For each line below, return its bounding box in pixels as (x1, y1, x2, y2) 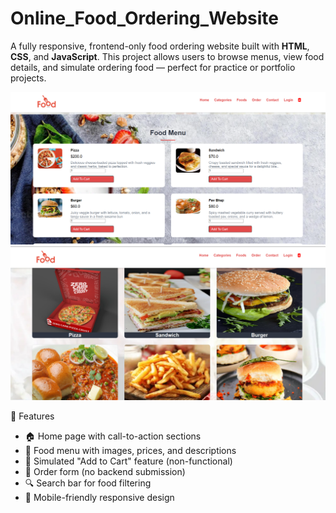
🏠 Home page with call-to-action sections (24, 430, 202, 442)
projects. (10, 72, 47, 84)
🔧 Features (10, 410, 55, 422)
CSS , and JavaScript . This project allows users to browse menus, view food (10, 50, 325, 62)
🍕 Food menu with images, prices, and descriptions (24, 444, 237, 456)
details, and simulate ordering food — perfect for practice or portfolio (10, 61, 296, 73)
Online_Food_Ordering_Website (10, 7, 280, 30)
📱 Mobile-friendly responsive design (24, 491, 175, 503)
